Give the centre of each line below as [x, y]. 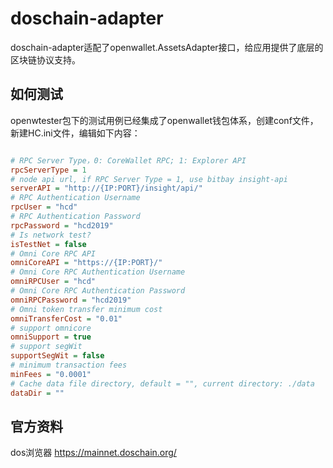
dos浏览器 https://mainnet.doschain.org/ [93, 453]
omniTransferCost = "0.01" [66, 318]
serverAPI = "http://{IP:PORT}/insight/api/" [106, 188]
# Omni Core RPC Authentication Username [98, 272]
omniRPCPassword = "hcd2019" [71, 300]
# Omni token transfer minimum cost [86, 309]
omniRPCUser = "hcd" [53, 282]
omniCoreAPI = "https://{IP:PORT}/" [86, 263]
